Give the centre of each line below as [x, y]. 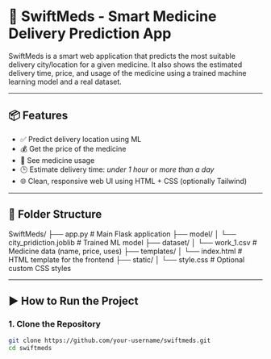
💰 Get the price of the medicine [73, 148]
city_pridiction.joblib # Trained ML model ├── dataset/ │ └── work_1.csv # [133, 242]
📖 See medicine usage [57, 160]
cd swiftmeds [30, 349]
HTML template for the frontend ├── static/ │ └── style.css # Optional [127, 259]
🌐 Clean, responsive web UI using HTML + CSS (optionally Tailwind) [133, 181]
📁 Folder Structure [55, 214]
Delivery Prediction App [90, 33]
